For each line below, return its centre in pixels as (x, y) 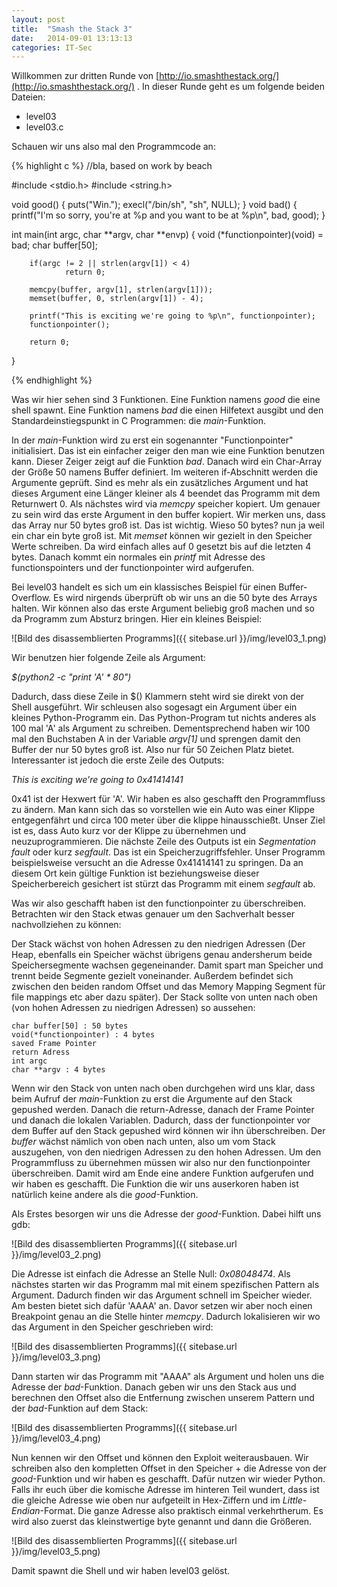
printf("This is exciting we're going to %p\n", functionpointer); (172, 316)
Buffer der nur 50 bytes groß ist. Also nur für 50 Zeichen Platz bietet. (153, 750)
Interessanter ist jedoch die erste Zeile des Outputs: (118, 760)
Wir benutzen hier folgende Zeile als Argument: (108, 658)
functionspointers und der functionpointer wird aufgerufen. (133, 568)
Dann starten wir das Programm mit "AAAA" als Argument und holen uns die (168, 1377)
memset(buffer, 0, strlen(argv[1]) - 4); (116, 299)
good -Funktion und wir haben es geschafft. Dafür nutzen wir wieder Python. (168, 1479)
